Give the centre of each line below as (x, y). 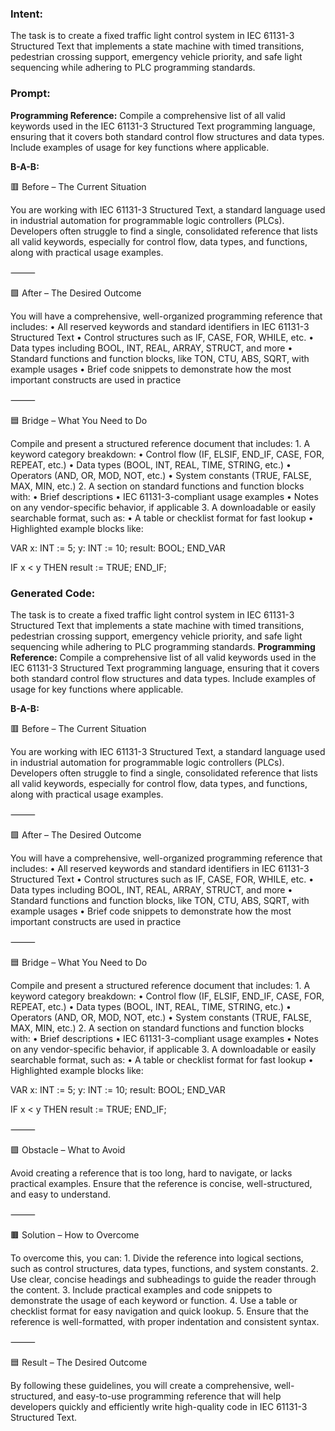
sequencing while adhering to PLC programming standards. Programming (163, 646)
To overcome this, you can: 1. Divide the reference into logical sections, (157, 1258)
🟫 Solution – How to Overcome (75, 1234)
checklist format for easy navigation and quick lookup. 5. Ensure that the (159, 1311)
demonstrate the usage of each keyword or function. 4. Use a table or (154, 1300)
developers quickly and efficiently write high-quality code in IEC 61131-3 (159, 1406)
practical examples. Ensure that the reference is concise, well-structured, (161, 1183)
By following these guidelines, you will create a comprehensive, (141, 1385)
